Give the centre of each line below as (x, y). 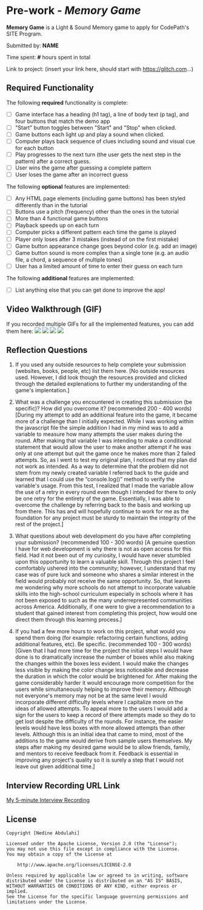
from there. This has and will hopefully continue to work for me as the (102, 512)
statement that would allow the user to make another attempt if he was (103, 447)
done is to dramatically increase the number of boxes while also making (105, 657)
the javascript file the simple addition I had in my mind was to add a (99, 428)
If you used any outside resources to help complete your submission (100, 364)
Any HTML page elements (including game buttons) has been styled (100, 199)
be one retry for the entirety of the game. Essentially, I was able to (97, 499)
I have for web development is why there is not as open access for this (103, 549)
